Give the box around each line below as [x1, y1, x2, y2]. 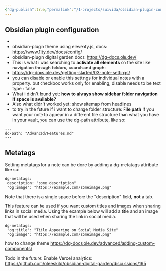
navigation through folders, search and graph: [12, 65, 106, 70]
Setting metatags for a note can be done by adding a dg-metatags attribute [5, 162, 158, 168]
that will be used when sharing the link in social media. [5, 214, 116, 220]
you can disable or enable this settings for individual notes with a [12, 75, 145, 81]
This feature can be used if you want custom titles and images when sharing [5, 203, 161, 209]
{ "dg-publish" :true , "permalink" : [5, 7, 74, 12]
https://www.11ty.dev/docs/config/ [12, 49, 83, 55]
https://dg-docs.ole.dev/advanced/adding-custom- [50, 240, 155, 246]
